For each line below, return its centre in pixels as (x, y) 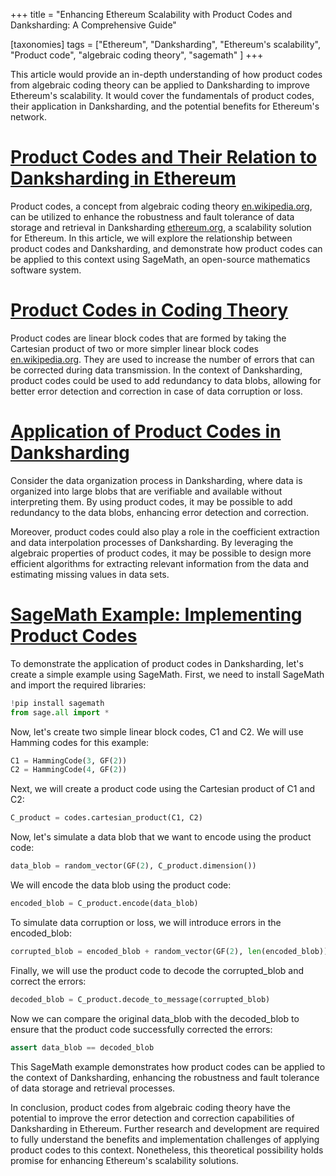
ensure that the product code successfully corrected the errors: (141, 1029)
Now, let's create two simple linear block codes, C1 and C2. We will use (157, 731)
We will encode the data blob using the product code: (121, 885)
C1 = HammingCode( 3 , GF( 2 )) (69, 760)
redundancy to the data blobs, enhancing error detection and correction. (160, 512)
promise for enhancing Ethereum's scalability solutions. (124, 1160)
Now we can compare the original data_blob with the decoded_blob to (155, 1018)
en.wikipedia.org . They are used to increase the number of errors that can (162, 359)
